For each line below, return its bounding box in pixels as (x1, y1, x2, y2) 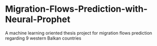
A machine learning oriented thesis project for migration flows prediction (5, 30, 153, 36)
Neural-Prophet (5, 14, 70, 25)
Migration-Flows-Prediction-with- (5, 3, 148, 15)
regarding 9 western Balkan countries (5, 35, 82, 41)
